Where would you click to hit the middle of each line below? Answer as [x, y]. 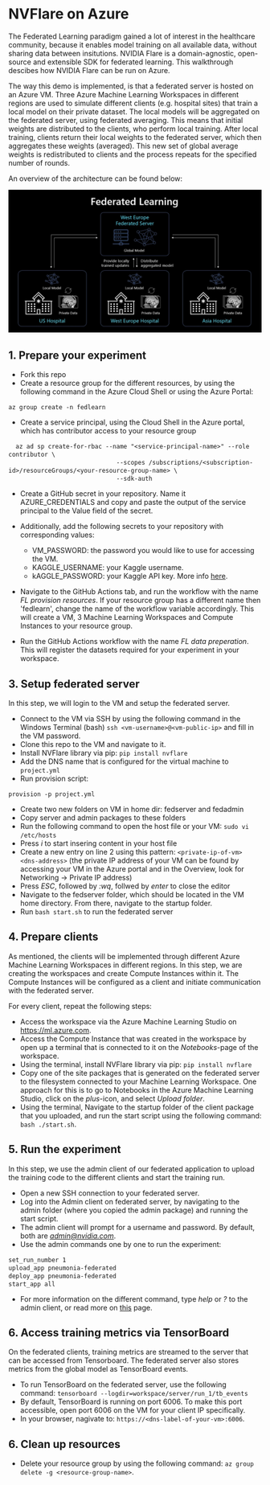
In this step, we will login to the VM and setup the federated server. [119, 704]
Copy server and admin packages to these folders [103, 818]
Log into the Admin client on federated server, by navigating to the [129, 1201]
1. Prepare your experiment [78, 355]
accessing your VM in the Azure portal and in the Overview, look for [132, 869]
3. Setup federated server [74, 684]
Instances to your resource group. [76, 626]
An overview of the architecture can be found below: [96, 178]
